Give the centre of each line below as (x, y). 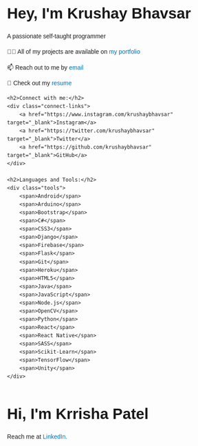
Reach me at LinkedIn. (37, 437)
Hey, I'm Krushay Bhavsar (99, 13)
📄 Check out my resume (40, 83)
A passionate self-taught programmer (56, 36)
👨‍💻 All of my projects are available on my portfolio (74, 52)
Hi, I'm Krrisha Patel (78, 414)
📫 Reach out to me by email (45, 67)
